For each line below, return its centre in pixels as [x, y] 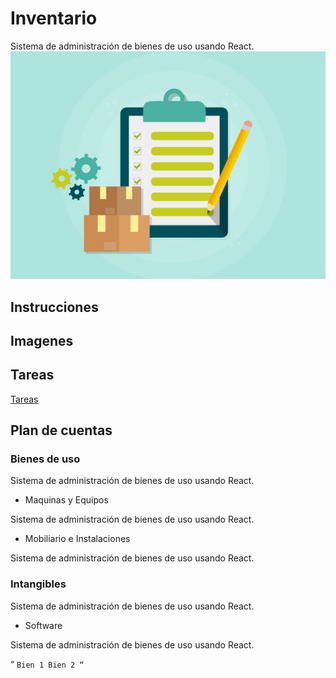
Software [43, 625]
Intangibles [38, 584]
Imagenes [42, 340]
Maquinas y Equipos [66, 500]
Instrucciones [54, 307]
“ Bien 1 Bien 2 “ [47, 664]
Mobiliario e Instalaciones [77, 539]
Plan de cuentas [61, 430]
